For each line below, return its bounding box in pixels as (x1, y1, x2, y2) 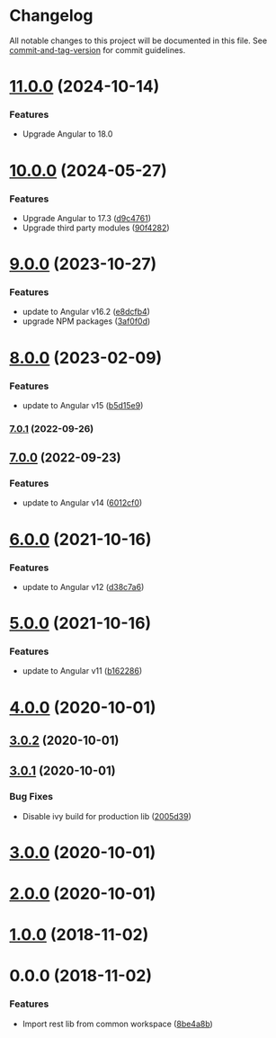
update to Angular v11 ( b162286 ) (22, 666, 142, 676)
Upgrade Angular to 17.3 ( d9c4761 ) (22, 212, 151, 223)
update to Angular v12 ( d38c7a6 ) (22, 581, 145, 592)
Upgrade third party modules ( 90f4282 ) (22, 222, 170, 233)
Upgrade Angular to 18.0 (22, 129, 113, 139)
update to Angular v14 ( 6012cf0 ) (22, 497, 143, 508)
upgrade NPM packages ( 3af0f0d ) (22, 316, 151, 327)
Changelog (9, 5, 93, 26)
